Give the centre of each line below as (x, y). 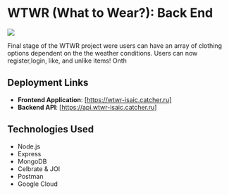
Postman (30, 176)
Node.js (29, 146)
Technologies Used (50, 129)
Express (29, 153)
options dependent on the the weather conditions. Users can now (103, 53)
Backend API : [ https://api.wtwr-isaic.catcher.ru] (87, 107)
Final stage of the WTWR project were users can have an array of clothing (115, 45)
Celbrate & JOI (39, 169)
